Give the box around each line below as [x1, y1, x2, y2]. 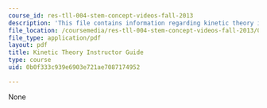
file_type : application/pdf [8, 33, 102, 42]
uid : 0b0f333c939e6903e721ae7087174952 [8, 64, 141, 71]
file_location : [8, 26, 59, 34]
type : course [8, 56, 52, 64]
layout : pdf [8, 41, 48, 49]
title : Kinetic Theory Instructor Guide [8, 48, 145, 56]
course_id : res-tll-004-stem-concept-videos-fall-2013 [8, 11, 194, 20]
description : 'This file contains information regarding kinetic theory [8, 19, 254, 27]
